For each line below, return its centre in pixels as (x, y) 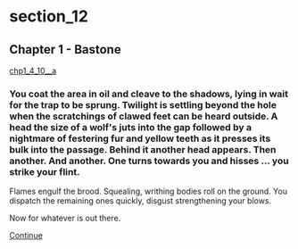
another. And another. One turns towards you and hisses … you (149, 161)
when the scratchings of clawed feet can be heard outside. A (144, 116)
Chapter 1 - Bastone (66, 50)
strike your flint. (45, 171)
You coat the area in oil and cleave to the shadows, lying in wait (149, 94)
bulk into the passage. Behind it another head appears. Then (143, 149)
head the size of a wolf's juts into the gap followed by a (131, 127)
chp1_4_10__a (33, 71)
